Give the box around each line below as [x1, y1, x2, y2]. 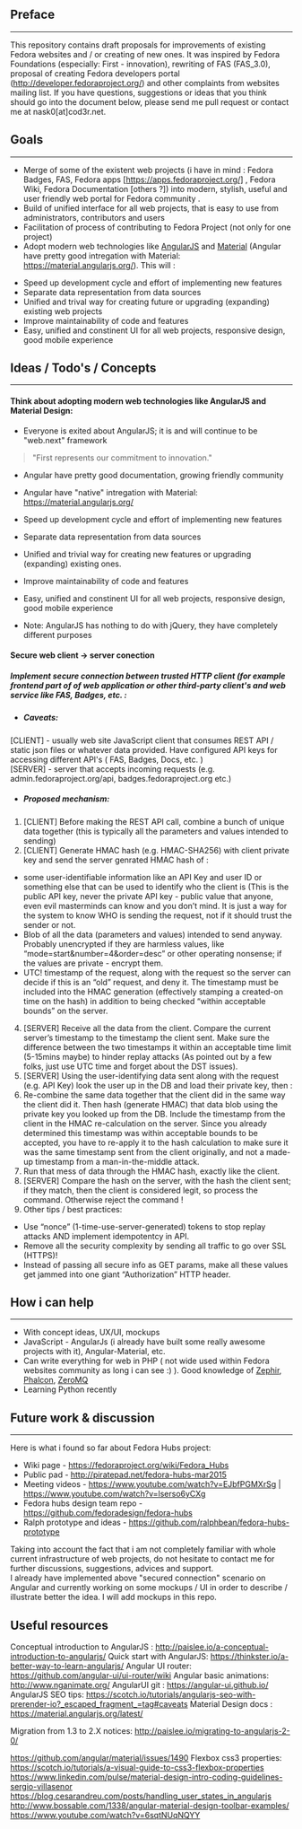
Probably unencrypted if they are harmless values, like [22, 938, 225, 950]
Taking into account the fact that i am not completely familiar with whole [10, 1544, 276, 1555]
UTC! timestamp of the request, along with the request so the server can [22, 967, 291, 977]
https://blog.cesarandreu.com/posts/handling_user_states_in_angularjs [10, 1790, 272, 1801]
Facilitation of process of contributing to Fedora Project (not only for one [22, 222, 291, 232]
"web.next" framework [22, 434, 108, 445]
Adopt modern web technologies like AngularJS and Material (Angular [22, 241, 281, 251]
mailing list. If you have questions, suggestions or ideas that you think [10, 87, 267, 98]
